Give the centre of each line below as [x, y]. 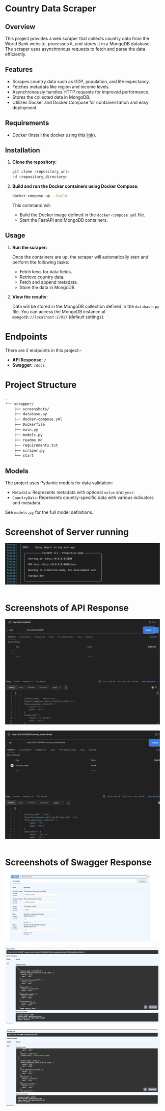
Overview [20, 27]
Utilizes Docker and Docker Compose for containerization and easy [80, 102]
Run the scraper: [30, 247]
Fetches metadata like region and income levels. [61, 87]
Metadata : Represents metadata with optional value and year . [73, 493]
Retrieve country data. [42, 277]
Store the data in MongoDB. [48, 287]
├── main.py [26, 430]
